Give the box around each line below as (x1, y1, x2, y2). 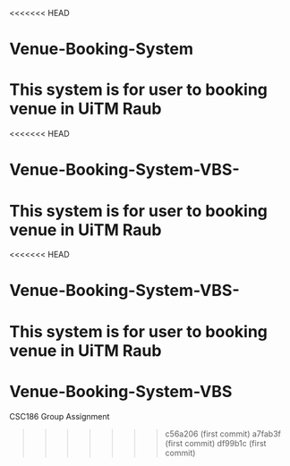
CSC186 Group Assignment (9, 411, 110, 421)
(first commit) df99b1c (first (165, 437, 267, 448)
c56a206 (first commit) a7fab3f (165, 428, 282, 439)
